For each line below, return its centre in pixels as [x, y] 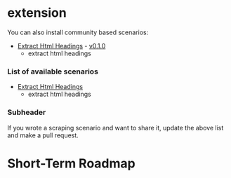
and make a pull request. [43, 135]
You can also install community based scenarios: [78, 32]
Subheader [27, 112]
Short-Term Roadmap [71, 163]
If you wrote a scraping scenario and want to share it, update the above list [115, 128]
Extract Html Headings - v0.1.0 [61, 46]
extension [37, 13]
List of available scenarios [53, 71]
